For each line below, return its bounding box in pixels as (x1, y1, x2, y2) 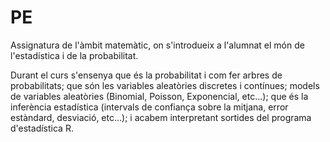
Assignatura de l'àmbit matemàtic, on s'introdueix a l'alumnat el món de (10, 39, 305, 51)
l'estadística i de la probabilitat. (10, 49, 139, 61)
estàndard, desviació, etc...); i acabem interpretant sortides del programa (10, 111, 312, 123)
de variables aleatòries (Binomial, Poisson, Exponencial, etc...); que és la (10, 90, 309, 102)
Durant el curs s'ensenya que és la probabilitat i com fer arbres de (10, 69, 283, 81)
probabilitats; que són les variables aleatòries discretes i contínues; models (10, 79, 320, 91)
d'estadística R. (10, 122, 74, 134)
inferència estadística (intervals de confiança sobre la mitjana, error (10, 101, 289, 113)
